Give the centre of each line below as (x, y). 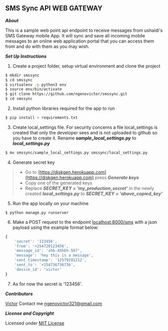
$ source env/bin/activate (34, 89)
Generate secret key (34, 162)
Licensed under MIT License (35, 323)
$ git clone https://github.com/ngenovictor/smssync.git (66, 94)
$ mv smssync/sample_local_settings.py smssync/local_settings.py (76, 153)
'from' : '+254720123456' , (42, 246)
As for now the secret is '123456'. (47, 284)
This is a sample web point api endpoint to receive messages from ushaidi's (84, 30)
